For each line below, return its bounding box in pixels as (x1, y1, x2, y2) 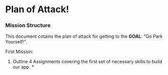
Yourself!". (5, 39, 27, 45)
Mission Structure (5, 22, 51, 29)
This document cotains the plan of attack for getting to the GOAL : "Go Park (5, 33, 163, 39)
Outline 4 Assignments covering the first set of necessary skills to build (12, 59, 162, 65)
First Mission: (5, 48, 34, 55)
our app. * (12, 64, 34, 70)
